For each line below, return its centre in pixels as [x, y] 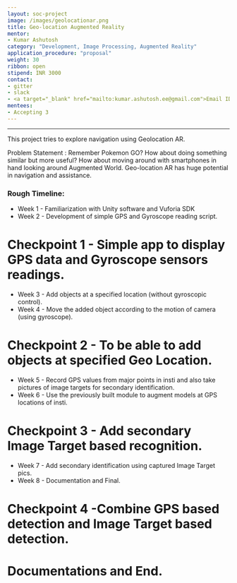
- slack [19, 92]
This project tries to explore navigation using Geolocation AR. [96, 139]
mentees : [20, 106]
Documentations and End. [85, 571]
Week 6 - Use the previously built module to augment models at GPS [117, 395]
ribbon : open [26, 66]
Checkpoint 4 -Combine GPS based [114, 509]
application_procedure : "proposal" [60, 54]
